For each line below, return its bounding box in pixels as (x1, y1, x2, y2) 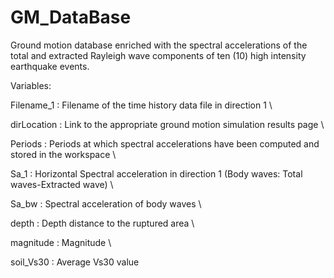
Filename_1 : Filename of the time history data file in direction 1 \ (10, 99, 273, 111)
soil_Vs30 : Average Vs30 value (10, 256, 140, 268)
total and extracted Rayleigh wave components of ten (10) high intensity (10, 49, 307, 61)
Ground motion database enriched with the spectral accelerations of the (10, 39, 308, 51)
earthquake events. (10, 60, 90, 72)
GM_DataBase (10, 6, 132, 29)
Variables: (10, 79, 52, 91)
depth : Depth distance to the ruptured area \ (10, 217, 195, 229)
